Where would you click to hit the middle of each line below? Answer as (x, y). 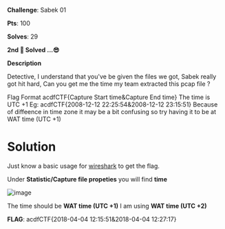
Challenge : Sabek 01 (37, 10)
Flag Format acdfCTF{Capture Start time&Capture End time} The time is (109, 97)
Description (24, 63)
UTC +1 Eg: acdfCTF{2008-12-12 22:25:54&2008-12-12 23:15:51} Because (112, 105)
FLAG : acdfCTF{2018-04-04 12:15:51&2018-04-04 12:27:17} (92, 219)
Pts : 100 (19, 23)
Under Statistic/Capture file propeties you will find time (87, 179)
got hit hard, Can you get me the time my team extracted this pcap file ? (109, 84)
